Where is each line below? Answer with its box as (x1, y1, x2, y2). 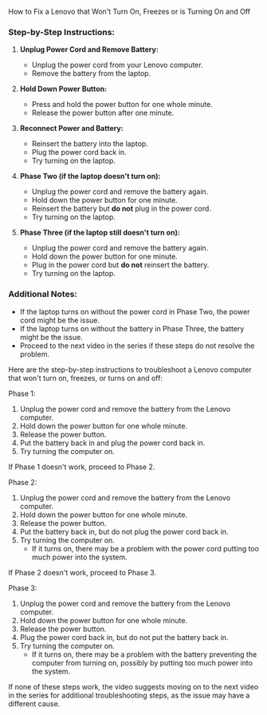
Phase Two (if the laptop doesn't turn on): (19, 172, 161, 181)
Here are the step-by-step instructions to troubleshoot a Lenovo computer (8, 365, 253, 374)
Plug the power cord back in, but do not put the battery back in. (19, 632, 229, 642)
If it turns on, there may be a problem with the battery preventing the (31, 650, 257, 659)
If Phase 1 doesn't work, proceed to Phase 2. (8, 462, 155, 472)
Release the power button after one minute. (31, 108, 175, 118)
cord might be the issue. (19, 315, 100, 325)
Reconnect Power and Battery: (19, 124, 124, 133)
